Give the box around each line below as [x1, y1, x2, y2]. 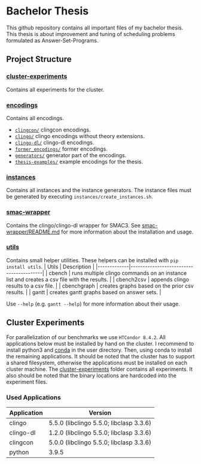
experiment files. [6, 378, 48, 385]
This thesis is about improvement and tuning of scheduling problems [6, 30, 175, 37]
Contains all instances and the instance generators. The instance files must [6, 187, 191, 194]
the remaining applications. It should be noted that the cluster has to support [6, 352, 195, 360]
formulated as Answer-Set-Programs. [6, 37, 99, 44]
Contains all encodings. [6, 114, 65, 121]
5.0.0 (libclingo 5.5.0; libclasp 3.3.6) [48, 438, 151, 447]
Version [89, 408, 112, 417]
